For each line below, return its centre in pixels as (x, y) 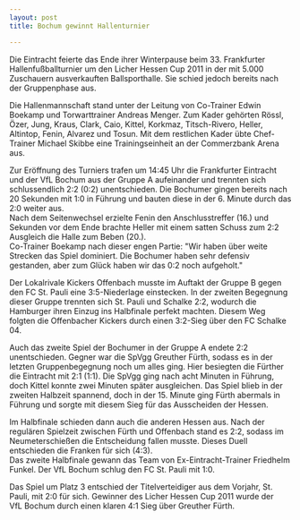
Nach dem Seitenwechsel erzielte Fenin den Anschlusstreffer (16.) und (139, 217)
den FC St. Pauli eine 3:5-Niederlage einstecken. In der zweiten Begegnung (149, 292)
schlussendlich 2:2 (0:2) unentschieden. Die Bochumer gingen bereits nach (149, 189)
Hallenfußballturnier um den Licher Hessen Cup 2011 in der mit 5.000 (137, 69)
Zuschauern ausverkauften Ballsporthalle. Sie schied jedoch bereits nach (144, 78)
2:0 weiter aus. (37, 208)
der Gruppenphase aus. (53, 88)
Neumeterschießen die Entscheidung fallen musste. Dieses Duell (129, 440)
